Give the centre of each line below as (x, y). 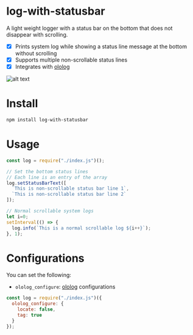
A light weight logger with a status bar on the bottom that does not (89, 28)
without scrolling (36, 53)
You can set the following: (39, 275)
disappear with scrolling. (37, 34)
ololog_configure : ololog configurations (65, 287)
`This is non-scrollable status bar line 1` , (71, 189)
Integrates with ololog (42, 67)
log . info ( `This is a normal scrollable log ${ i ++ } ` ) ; (81, 228)
